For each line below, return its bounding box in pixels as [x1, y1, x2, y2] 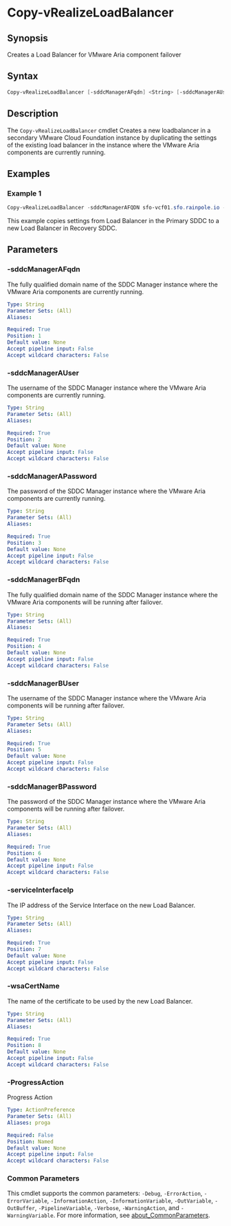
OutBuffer [7, 1205, 36, 1212]
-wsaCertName [7, 981, 60, 991]
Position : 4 [7, 643, 41, 650]
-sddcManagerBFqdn [7, 575, 80, 585]
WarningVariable [7, 1212, 54, 1220]
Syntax [7, 70, 38, 82]
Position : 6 [7, 849, 41, 857]
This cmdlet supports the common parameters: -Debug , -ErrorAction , [7, 1189, 203, 1198]
